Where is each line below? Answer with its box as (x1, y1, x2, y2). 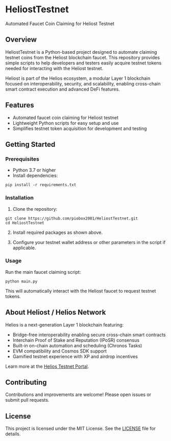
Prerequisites (5, 155, 39, 162)
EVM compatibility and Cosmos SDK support (12, 348, 107, 354)
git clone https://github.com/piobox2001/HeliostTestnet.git (5, 216, 138, 221)
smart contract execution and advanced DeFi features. (5, 86, 120, 92)
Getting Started (5, 140, 56, 149)
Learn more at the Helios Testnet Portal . (5, 363, 89, 369)
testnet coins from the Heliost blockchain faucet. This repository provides (5, 54, 160, 60)
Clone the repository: (12, 206, 58, 212)
